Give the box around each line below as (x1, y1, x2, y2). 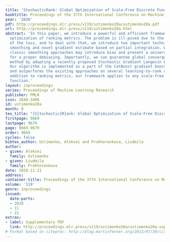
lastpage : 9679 (5, 120, 37, 126)
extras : (5, 215, 22, 220)
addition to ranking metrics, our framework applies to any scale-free (10, 74, 164, 79)
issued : (5, 191, 22, 196)
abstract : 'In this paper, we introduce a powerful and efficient (5, 31, 148, 36)
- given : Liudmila (5, 158, 44, 163)
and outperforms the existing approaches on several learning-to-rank (10, 69, 162, 74)
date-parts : (10, 196, 35, 201)
